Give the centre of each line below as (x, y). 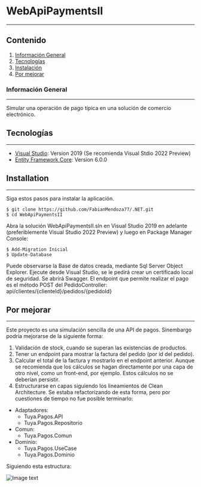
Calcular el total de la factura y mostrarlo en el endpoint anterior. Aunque (105, 361)
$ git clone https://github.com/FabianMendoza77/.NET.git (80, 209)
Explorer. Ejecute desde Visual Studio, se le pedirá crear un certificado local (100, 272)
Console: (17, 238)
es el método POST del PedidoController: (57, 285)
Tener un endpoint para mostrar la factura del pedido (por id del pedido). (104, 354)
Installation (28, 179)
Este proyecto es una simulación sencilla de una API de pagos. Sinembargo (99, 330)
